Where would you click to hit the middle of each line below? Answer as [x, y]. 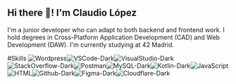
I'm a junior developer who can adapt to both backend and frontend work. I [116, 29]
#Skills [17, 58]
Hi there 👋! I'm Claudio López [72, 13]
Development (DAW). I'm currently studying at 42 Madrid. [91, 44]
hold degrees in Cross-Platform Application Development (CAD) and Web [114, 37]
